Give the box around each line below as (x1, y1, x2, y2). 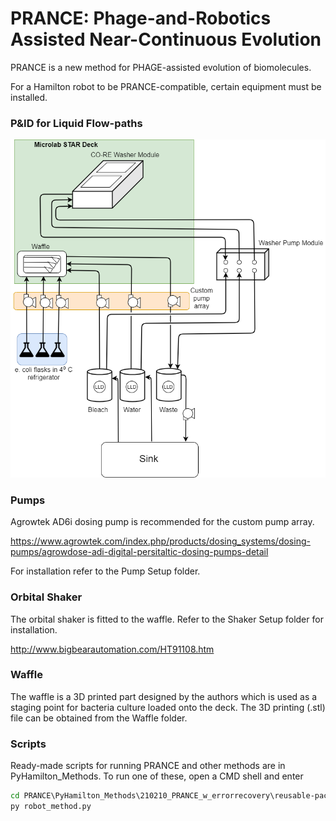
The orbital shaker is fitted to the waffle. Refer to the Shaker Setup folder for (10, 613, 324, 625)
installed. (10, 91, 48, 103)
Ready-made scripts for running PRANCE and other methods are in (10, 760, 286, 772)
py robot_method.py (10, 801, 92, 811)
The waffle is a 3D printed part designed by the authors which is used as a (10, 690, 318, 702)
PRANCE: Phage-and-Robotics (10, 7, 272, 30)
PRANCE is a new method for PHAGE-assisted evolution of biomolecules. (10, 61, 312, 73)
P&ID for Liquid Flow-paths (10, 116, 143, 130)
